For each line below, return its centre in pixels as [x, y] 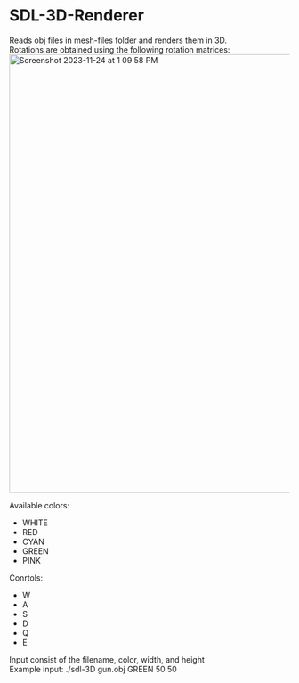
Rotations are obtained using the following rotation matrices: [120, 49]
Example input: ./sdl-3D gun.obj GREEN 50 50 [93, 669]
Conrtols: [26, 577]
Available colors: [39, 505]
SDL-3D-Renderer [77, 16]
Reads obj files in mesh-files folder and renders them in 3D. [118, 40]
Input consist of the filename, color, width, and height [107, 659]
